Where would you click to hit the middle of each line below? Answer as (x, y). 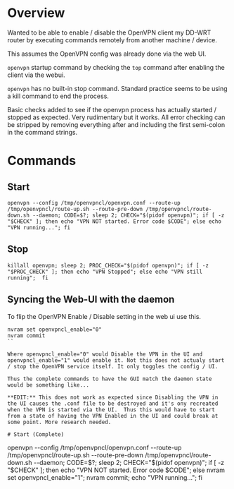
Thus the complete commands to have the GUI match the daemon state (110, 379)
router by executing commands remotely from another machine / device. (112, 40)
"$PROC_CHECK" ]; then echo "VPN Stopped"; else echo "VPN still (105, 272)
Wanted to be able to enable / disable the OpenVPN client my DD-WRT (109, 32)
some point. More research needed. (59, 422)
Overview (36, 13)
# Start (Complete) (36, 434)
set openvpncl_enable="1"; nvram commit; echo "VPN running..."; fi (105, 477)
